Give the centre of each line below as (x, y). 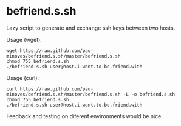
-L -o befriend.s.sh (149, 94)
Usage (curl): (23, 78)
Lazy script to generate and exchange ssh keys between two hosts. (91, 28)
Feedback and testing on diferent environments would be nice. (84, 116)
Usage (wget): (24, 39)
